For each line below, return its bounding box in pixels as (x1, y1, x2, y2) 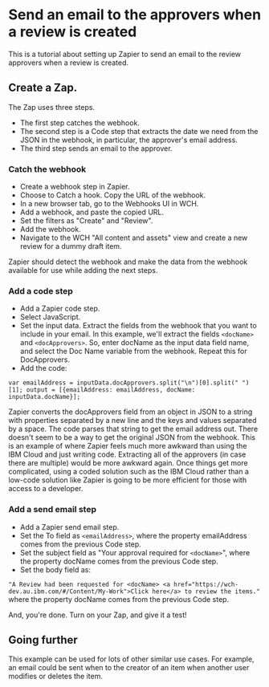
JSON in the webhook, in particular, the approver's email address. (19, 135, 238, 144)
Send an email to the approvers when (8, 6, 262, 24)
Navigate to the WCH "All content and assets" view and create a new (19, 233, 248, 242)
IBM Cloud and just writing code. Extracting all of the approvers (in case (8, 449, 247, 459)
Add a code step (8, 285, 74, 296)
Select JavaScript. (19, 312, 81, 322)
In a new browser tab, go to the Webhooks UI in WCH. (19, 199, 199, 209)
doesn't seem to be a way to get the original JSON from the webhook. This (8, 433, 255, 442)
